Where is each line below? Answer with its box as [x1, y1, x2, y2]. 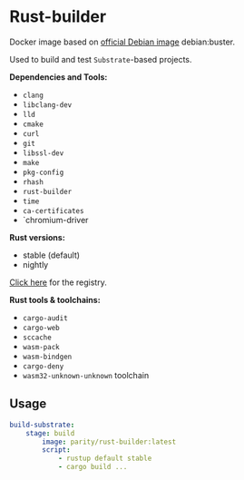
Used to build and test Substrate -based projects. [9, 54, 192, 64]
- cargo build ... [57, 463, 128, 472]
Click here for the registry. [9, 277, 107, 288]
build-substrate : [9, 420, 75, 429]
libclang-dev [22, 100, 73, 110]
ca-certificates [22, 206, 84, 215]
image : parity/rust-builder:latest [42, 437, 177, 446]
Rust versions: [9, 231, 65, 242]
